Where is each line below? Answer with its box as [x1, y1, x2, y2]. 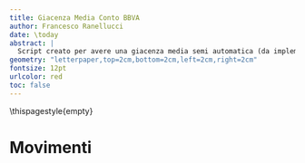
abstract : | [9, 38, 54, 48]
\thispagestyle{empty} [9, 105, 93, 116]
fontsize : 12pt [9, 64, 67, 73]
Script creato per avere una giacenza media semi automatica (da [17, 47, 271, 56]
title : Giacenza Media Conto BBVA [9, 13, 141, 23]
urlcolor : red [9, 72, 64, 81]
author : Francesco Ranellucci [9, 22, 124, 31]
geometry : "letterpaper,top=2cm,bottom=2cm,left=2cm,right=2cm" [9, 55, 258, 64]
